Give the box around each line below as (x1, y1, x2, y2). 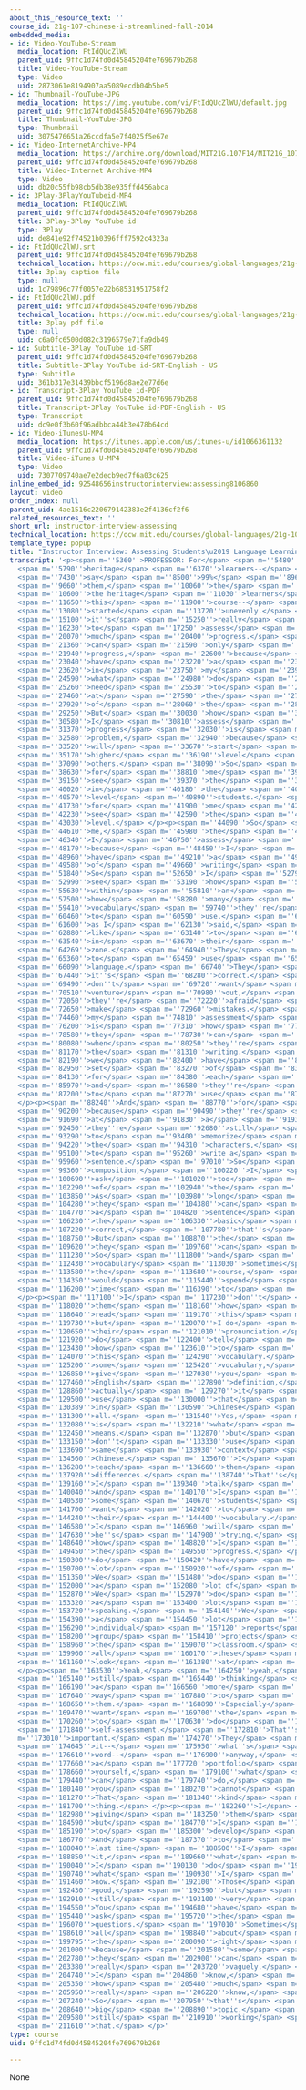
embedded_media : (9, 30, 71, 39)
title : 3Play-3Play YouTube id (17, 216, 137, 226)
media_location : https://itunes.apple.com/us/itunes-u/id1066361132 (17, 437, 283, 447)
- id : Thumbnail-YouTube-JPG (9, 89, 120, 98)
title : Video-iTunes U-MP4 (17, 454, 120, 463)
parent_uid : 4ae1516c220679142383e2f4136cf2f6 (9, 505, 189, 514)
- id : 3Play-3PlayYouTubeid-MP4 (9, 191, 132, 201)
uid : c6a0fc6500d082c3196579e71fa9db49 (17, 335, 169, 345)
